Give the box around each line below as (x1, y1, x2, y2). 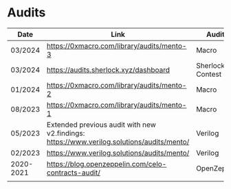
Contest (195, 69, 222, 79)
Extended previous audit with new (47, 120, 157, 129)
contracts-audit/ (47, 168, 101, 177)
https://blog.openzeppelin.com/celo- (47, 159, 167, 168)
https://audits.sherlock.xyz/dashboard (47, 65, 170, 75)
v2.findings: (47, 128, 85, 138)
